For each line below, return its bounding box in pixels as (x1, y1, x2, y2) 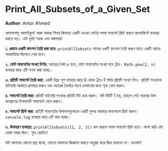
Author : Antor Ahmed (5, 20, 50, 26)
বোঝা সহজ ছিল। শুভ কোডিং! (5, 129, 48, 135)
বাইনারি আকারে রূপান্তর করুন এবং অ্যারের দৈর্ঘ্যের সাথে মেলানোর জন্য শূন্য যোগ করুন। (5, 82, 127, 88)
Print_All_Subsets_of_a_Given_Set (5, 4, 150, 15)
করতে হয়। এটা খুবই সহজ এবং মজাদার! (5, 35, 62, 41)
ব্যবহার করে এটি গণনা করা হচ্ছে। (5, 67, 53, 73)
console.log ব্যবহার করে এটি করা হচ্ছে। (5, 114, 71, 120)
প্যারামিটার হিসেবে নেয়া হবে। (5, 51, 47, 57)
